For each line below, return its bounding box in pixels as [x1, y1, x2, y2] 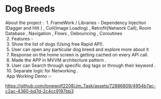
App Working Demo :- [6, 73, 52, 79]
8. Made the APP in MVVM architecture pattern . [6, 57, 107, 63]
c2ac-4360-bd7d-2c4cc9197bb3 [5, 88, 74, 94]
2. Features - [6, 36, 34, 42]
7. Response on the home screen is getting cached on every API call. [6, 51, 149, 58]
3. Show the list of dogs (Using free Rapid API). [6, 41, 104, 47]
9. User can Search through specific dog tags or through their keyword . [6, 62, 156, 68]
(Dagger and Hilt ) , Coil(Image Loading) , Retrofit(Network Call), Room [5, 25, 151, 31]
